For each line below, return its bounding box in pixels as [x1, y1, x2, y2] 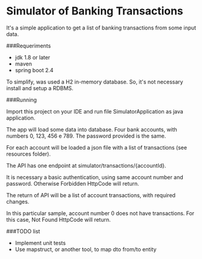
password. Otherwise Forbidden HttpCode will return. [6, 180, 140, 187]
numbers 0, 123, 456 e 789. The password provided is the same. [6, 132, 166, 139]
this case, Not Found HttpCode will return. [6, 216, 111, 223]
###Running [6, 96, 37, 103]
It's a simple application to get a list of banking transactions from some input [6, 24, 197, 31]
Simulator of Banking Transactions [6, 4, 184, 18]
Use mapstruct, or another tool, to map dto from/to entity [14, 245, 157, 253]
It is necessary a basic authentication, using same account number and [6, 173, 184, 181]
